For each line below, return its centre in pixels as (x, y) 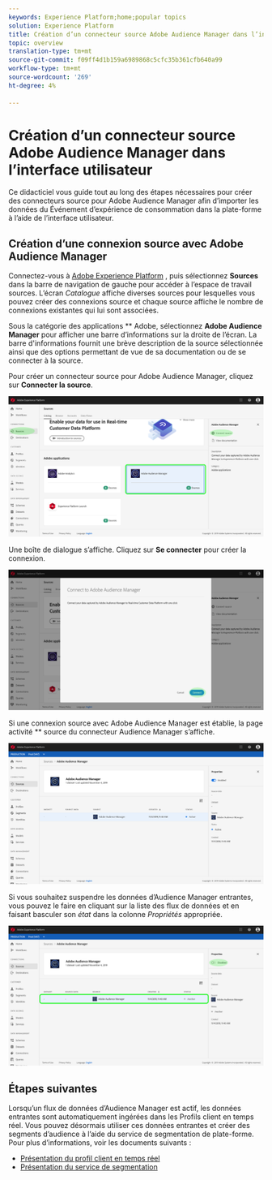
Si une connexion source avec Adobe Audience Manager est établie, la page (136, 723)
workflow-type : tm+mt (45, 69)
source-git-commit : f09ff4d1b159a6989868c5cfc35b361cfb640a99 (115, 60)
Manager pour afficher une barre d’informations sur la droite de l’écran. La (133, 335)
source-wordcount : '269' (50, 77)
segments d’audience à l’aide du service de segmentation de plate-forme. (132, 1134)
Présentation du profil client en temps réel (90, 1158)
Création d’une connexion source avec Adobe (126, 243)
